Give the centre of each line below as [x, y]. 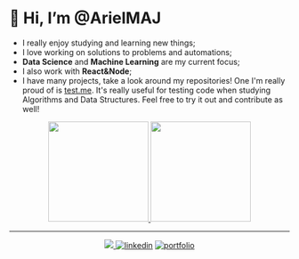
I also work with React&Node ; [77, 71]
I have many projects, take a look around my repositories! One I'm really [154, 80]
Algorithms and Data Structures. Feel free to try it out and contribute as [152, 99]
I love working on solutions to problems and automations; [127, 52]
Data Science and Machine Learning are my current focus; [131, 61]
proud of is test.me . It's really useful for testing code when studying [146, 90]
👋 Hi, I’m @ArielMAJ [85, 18]
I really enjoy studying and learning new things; [109, 43]
